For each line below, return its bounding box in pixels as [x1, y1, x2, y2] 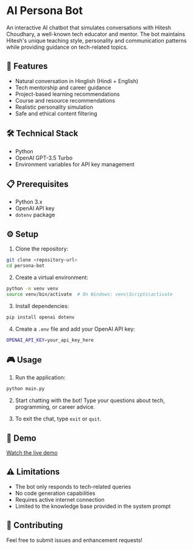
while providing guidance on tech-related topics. [6, 43, 128, 51]
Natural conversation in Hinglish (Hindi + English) [15, 77, 139, 84]
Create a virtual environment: [15, 273, 88, 281]
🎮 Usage [6, 354, 42, 365]
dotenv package [15, 211, 55, 219]
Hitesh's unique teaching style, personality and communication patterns [6, 37, 187, 44]
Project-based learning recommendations [15, 90, 120, 98]
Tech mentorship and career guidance [15, 84, 111, 91]
